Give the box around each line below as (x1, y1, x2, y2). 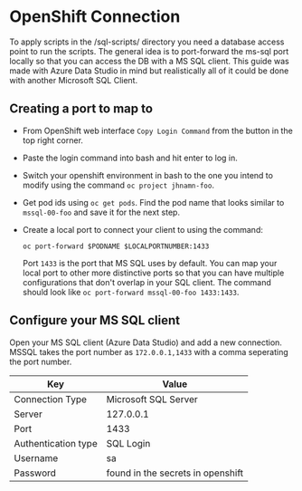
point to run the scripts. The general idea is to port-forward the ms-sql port (9, 45, 289, 56)
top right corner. (22, 134, 84, 146)
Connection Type (14, 392, 88, 405)
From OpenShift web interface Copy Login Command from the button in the (22, 125, 294, 136)
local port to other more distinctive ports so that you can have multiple (22, 267, 285, 278)
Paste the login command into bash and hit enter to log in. (22, 152, 238, 163)
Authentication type (14, 437, 98, 449)
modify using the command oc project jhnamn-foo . (22, 179, 215, 190)
